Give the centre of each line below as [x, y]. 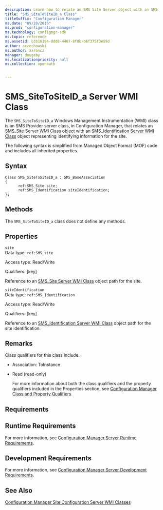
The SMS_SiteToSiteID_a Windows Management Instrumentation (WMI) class [82, 121]
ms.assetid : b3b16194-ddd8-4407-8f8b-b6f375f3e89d [57, 41]
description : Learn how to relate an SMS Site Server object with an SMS [81, 10]
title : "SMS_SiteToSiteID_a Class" [41, 14]
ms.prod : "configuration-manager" [40, 28]
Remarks [19, 343]
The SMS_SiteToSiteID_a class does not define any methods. [65, 221]
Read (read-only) [29, 374]
